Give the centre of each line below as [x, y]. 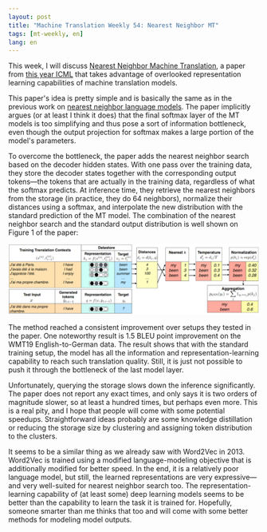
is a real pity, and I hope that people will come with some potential [117, 411]
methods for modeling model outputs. [70, 520]
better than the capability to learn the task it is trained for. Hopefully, [120, 502]
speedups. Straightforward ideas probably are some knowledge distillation [130, 419]
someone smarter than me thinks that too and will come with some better [128, 511]
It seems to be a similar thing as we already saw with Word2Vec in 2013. [127, 452]
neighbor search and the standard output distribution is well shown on [124, 224]
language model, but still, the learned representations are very [110, 477]
